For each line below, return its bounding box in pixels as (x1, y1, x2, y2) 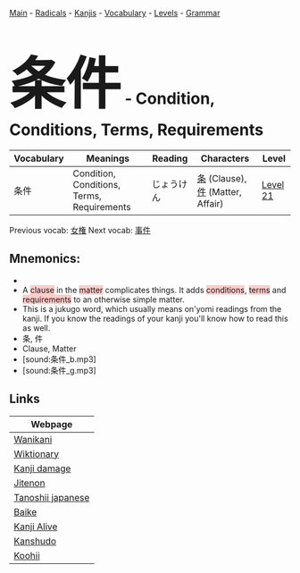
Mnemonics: (9, 251, 81, 266)
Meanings (86, 152, 130, 164)
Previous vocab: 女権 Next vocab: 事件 (9, 224, 151, 235)
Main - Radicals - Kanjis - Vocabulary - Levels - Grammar (9, 8, 221, 18)
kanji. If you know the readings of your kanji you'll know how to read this (21, 313, 288, 324)
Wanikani (13, 433, 53, 445)
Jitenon (13, 476, 46, 489)
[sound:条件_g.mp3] (21, 365, 96, 375)
